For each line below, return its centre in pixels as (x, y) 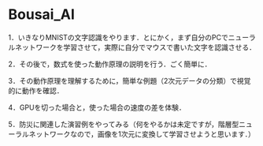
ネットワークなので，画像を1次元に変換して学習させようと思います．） (142, 134)
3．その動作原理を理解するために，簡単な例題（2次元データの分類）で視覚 (130, 80)
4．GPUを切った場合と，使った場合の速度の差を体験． (97, 107)
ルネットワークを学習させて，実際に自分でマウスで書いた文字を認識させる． (132, 47)
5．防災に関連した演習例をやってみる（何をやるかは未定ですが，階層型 (124, 124)
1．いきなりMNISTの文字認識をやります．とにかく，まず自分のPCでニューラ (132, 37)
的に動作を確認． (36, 90)
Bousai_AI (41, 15)
